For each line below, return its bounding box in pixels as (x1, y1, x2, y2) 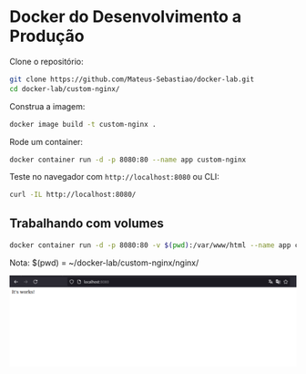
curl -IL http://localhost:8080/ (9, 190, 137, 200)
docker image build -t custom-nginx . (9, 119, 157, 129)
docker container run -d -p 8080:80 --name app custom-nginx (9, 155, 247, 164)
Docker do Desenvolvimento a (9, 6, 242, 27)
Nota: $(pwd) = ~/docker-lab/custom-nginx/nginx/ (9, 257, 199, 268)
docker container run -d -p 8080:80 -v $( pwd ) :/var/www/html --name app (9, 241, 291, 250)
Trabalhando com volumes (9, 215, 164, 231)
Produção (9, 26, 85, 47)
